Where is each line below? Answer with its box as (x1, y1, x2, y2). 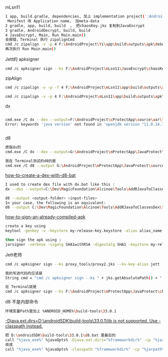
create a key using (5, 224, 46, 229)
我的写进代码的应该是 (5, 270, 42, 276)
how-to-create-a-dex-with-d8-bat (5, 172, 76, 178)
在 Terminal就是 (5, 284, 37, 289)
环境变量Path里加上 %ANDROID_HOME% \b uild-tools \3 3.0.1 (5, 309, 116, 314)
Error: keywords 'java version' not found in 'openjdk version (5, 122, 140, 127)
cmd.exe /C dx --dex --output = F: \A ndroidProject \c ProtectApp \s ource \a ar (5, 117, 160, 122)
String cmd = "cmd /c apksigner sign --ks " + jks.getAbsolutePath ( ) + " (5, 275, 162, 280)
